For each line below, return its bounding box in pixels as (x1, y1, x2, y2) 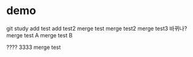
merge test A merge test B (6, 31, 73, 39)
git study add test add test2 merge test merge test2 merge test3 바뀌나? (6, 25, 187, 32)
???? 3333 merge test (6, 44, 61, 51)
